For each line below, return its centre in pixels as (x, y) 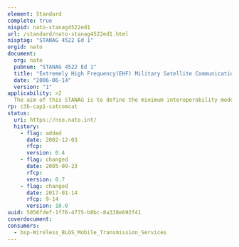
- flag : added (41, 133)
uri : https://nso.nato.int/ (55, 120)
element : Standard (34, 14)
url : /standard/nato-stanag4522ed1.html (68, 34)
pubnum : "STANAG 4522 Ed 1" (55, 67)
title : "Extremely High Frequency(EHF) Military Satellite (103, 73)
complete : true (30, 21)
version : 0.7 (46, 179)
